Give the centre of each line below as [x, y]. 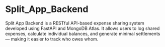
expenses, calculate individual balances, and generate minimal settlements [83, 33]
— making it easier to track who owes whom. [52, 39]
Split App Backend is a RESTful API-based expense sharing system [75, 23]
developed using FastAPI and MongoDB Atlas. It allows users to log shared [82, 28]
